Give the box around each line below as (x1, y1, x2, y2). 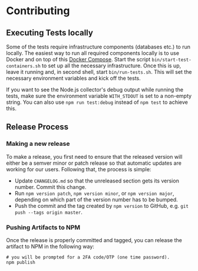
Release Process (6, 122, 69, 132)
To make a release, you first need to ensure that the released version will (6, 153, 183, 160)
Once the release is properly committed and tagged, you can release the (6, 236, 183, 243)
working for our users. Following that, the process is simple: (6, 165, 151, 172)
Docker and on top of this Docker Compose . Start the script (6, 56, 151, 63)
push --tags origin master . (14, 208, 82, 216)
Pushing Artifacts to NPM (6, 223, 81, 231)
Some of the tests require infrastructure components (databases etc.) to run (6, 43, 190, 50)
